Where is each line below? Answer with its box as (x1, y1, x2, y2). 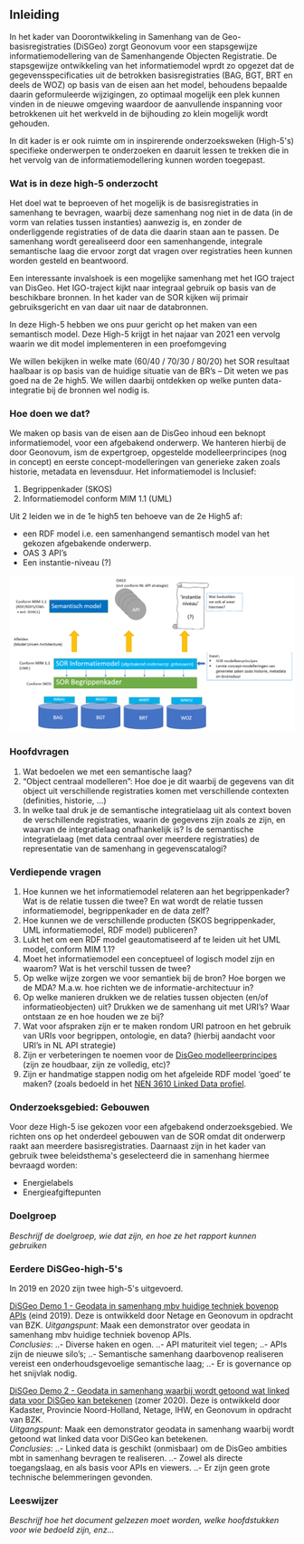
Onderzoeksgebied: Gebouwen (9, 1101, 150, 1113)
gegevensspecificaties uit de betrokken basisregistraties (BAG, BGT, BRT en (9, 70, 293, 81)
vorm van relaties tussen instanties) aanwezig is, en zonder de (9, 217, 242, 228)
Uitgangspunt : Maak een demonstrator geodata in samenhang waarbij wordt (9, 1424, 295, 1435)
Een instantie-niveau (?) (22, 557, 111, 568)
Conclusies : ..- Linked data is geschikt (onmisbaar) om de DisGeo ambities (9, 1443, 288, 1454)
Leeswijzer (9, 1494, 59, 1507)
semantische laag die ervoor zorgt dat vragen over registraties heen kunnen (9, 246, 293, 257)
